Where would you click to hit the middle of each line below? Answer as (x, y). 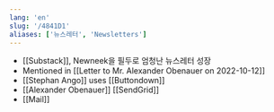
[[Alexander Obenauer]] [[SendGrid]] (91, 90)
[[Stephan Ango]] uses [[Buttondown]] (93, 81)
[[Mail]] (36, 99)
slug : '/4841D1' (40, 26)
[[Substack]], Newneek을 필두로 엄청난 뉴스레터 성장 (116, 61)
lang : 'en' (30, 17)
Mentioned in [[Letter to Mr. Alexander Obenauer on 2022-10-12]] (143, 71)
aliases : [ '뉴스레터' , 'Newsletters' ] (78, 34)
